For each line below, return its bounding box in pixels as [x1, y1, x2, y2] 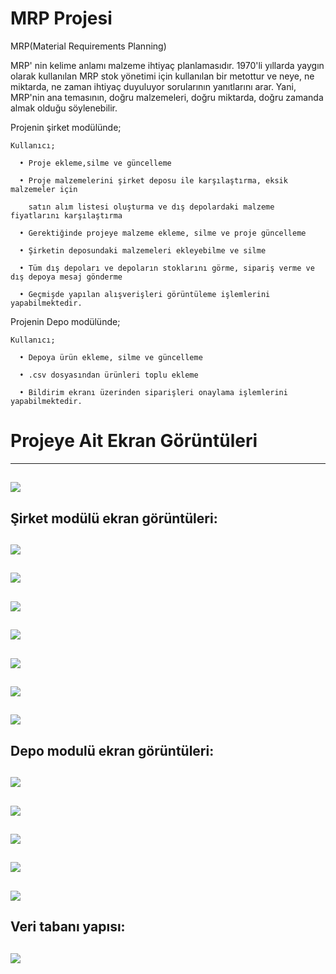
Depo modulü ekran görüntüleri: [10, 742, 215, 759]
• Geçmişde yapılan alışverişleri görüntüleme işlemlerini [19, 289, 271, 299]
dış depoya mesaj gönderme [10, 272, 123, 282]
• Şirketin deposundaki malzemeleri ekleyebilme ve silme [19, 245, 267, 256]
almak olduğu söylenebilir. [10, 102, 118, 114]
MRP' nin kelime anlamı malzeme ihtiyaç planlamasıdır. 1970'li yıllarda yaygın [10, 59, 325, 71]
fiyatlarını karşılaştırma [10, 210, 123, 221]
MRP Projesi [10, 7, 113, 30]
